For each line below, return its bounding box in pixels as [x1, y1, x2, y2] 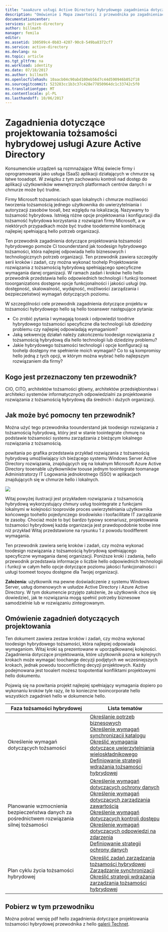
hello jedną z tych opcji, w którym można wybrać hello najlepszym [12, 353, 149, 359]
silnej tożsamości [7, 821, 48, 828]
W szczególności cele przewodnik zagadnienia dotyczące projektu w [5, 301, 147, 307]
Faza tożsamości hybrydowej [10, 705, 82, 712]
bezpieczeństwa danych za [7, 809, 72, 816]
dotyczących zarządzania [89, 796, 150, 803]
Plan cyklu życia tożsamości [7, 867, 74, 874]
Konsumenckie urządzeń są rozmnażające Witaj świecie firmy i [5, 165, 135, 171]
